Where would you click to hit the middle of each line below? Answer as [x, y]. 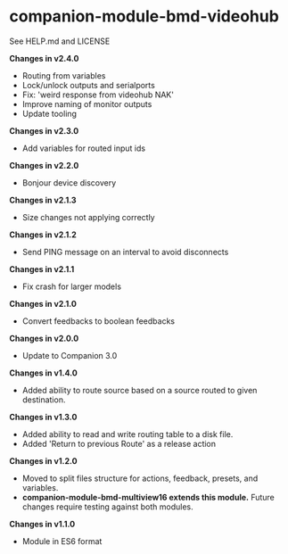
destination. [44, 400]
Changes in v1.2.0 [43, 460]
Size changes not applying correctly [88, 217]
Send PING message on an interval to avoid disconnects [125, 252]
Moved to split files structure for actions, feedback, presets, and [140, 478]
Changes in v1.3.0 [43, 417]
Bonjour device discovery [69, 182]
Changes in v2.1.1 [42, 269]
